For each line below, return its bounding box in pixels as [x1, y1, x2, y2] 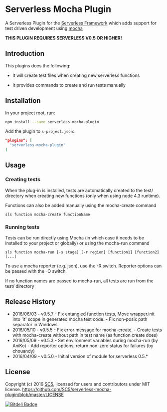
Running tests [5, 223, 40, 230]
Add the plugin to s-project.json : [5, 128, 75, 134]
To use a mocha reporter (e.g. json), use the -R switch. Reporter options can [5, 263, 162, 269]
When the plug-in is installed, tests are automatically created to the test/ [5, 187, 154, 193]
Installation [5, 96, 41, 105]
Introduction [5, 49, 45, 58]
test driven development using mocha [5, 25, 83, 31]
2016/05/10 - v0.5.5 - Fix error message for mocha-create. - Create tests [12, 327, 163, 333]
